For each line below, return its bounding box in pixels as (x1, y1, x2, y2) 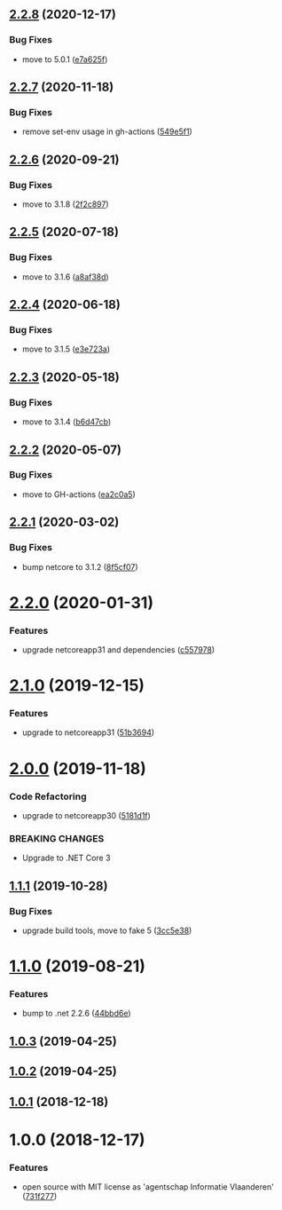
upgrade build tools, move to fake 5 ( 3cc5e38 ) (21, 925, 192, 936)
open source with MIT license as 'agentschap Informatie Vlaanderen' (21, 1182, 275, 1192)
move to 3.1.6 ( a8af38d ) (21, 271, 109, 282)
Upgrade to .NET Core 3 (21, 852, 111, 864)
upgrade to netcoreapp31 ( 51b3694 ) (21, 727, 155, 738)
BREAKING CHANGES (9, 832, 105, 844)
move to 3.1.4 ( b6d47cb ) (21, 416, 112, 427)
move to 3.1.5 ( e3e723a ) (21, 344, 111, 354)
